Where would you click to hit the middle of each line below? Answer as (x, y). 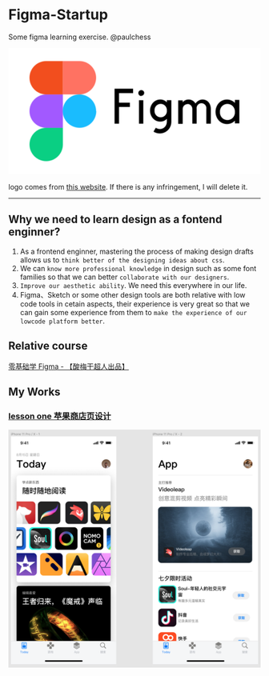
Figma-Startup (58, 15)
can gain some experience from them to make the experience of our (133, 312)
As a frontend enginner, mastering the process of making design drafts (137, 251)
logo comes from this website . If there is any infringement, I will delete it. (128, 186)
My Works (34, 392)
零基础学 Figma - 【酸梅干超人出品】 (69, 366)
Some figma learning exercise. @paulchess (80, 37)
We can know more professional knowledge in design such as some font (138, 268)
